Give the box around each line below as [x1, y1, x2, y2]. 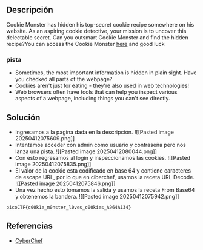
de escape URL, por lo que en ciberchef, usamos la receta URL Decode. [15, 173, 195, 180]
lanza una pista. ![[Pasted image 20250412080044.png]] [15, 148, 158, 155]
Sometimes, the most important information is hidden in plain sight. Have [15, 69, 197, 76]
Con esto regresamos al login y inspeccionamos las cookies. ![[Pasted [15, 154, 191, 161]
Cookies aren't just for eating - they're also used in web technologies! [15, 82, 190, 90]
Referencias [6, 221, 53, 231]
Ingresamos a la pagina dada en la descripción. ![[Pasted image [15, 128, 175, 136]
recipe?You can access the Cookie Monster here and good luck [6, 40, 165, 47]
